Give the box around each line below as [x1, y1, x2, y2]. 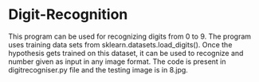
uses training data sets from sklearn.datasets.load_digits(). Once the [8, 39, 233, 49]
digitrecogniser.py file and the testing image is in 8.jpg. [8, 65, 189, 74]
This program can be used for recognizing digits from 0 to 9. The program [8, 32, 252, 41]
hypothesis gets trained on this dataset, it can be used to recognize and [8, 48, 244, 58]
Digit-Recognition [8, 6, 128, 24]
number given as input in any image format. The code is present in [8, 57, 226, 66]
